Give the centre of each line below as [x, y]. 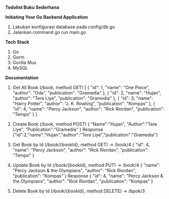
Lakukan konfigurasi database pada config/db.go [64, 27]
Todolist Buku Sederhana [32, 7]
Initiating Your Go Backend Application [47, 17]
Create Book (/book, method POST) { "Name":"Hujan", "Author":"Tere [85, 124]
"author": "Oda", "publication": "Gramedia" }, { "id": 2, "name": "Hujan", [87, 93]
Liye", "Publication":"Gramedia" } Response [58, 129]
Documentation [22, 78]
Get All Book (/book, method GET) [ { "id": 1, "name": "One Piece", [81, 87]
